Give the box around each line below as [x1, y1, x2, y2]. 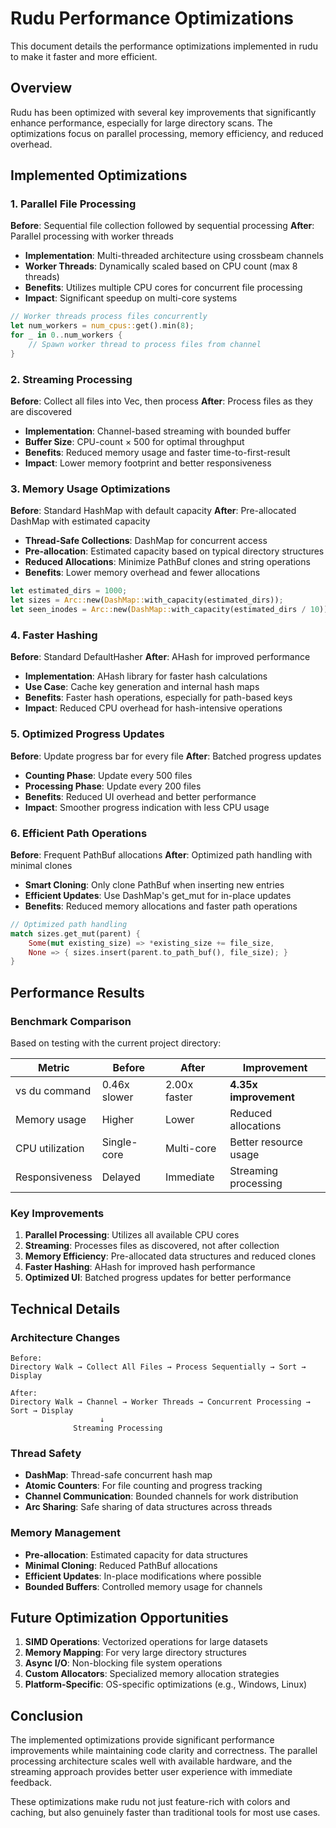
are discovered [10, 406, 72, 418]
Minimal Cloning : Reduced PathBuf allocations [24, 1559, 218, 1571]
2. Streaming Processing [10, 372, 133, 386]
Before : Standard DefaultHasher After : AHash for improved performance [10, 651, 311, 663]
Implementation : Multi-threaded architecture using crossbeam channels [24, 250, 324, 262]
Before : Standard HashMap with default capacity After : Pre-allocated [10, 505, 297, 517]
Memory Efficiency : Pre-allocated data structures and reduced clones [24, 1250, 317, 1262]
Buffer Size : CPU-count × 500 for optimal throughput [24, 436, 245, 448]
